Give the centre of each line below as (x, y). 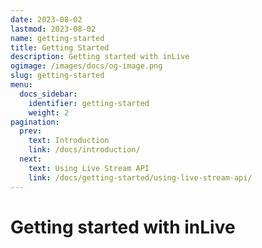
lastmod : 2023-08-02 (53, 29)
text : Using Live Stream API (89, 168)
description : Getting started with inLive (100, 57)
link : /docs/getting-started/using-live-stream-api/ (140, 177)
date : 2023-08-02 (46, 19)
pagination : (35, 122)
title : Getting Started (60, 47)
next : (31, 159)
